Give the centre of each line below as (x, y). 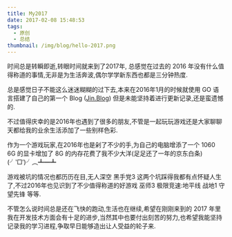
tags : (15, 26)
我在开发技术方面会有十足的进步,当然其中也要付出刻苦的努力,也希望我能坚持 (115, 217)
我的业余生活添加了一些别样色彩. (72, 130)
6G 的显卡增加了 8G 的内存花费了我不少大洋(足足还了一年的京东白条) (105, 153)
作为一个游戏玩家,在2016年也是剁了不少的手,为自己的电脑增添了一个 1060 (111, 145)
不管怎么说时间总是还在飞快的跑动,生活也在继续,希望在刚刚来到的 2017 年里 (114, 209)
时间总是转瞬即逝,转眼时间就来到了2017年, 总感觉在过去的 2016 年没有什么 (113, 66)
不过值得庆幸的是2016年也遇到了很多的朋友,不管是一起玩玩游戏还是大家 (109, 121)
